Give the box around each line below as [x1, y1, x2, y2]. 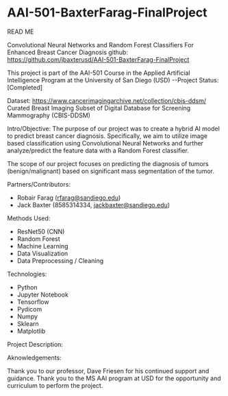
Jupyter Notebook [16, 290, 68, 299]
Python [16, 283, 38, 291]
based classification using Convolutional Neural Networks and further [7, 139, 204, 147]
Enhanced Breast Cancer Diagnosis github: [7, 48, 129, 56]
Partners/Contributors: [7, 180, 71, 188]
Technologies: [7, 270, 47, 278]
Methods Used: [7, 214, 51, 222]
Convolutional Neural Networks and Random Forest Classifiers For [7, 40, 194, 49]
